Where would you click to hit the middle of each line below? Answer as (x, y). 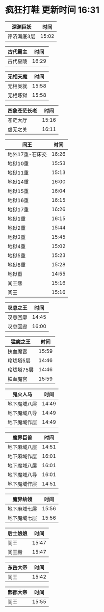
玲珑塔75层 (21, 370)
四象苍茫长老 (23, 111)
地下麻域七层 (23, 509)
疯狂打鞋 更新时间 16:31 (52, 10)
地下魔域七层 (23, 518)
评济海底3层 (22, 36)
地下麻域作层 (23, 456)
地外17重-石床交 (27, 154)
